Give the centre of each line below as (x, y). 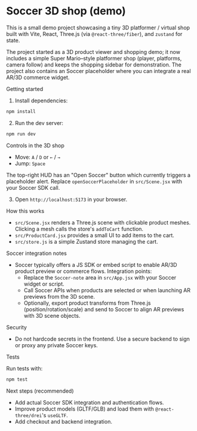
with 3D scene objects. (52, 315)
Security (16, 327)
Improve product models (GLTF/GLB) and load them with (84, 409)
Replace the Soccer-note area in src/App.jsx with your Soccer (100, 277)
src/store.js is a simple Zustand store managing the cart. (86, 241)
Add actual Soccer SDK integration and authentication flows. (89, 402)
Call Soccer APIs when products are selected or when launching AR (107, 290)
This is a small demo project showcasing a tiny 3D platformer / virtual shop (98, 28)
